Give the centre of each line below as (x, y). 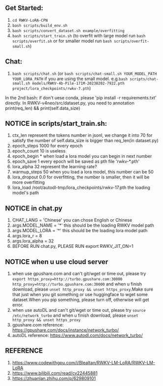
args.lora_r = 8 (27, 236)
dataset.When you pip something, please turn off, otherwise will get (81, 300)
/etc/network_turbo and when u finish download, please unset (75, 315)
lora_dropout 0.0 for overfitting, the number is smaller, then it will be (81, 177)
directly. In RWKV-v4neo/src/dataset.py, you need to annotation (70, 103)
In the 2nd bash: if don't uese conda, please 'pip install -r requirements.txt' (81, 97)
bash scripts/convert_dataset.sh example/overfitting (68, 31)
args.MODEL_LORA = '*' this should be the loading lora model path (80, 231)
